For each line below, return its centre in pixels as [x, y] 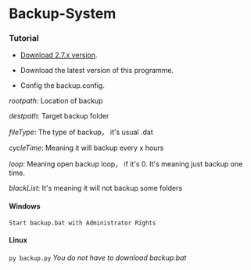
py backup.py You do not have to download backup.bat [98, 257]
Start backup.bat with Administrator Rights [82, 223]
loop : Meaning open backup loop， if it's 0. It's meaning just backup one [126, 164]
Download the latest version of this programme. [97, 71]
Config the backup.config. [62, 86]
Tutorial [24, 38]
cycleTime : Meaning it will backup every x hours [86, 148]
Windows [25, 206]
